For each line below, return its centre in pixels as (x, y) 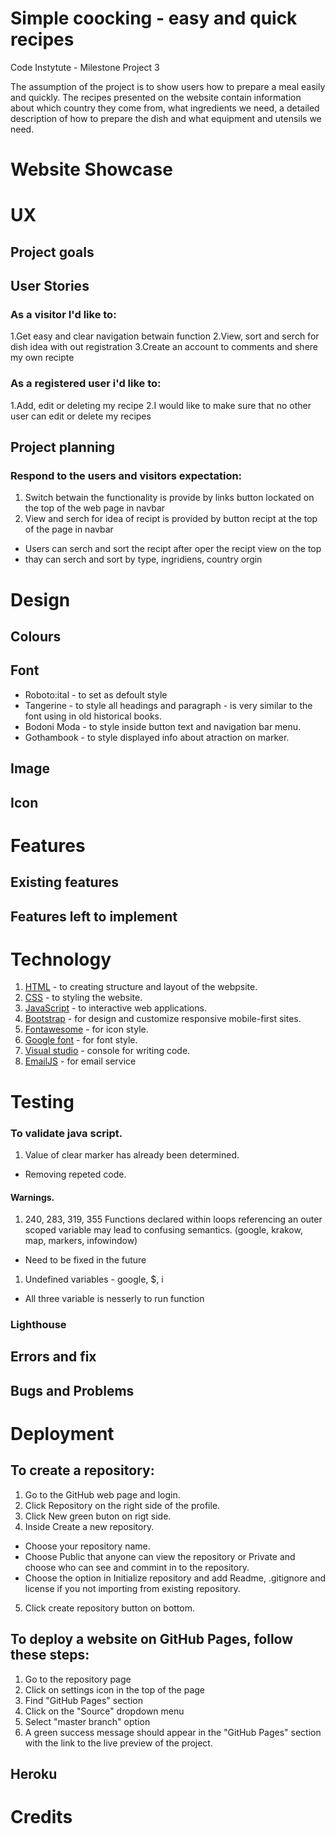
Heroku (34, 1774)
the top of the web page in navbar (95, 508)
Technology (61, 959)
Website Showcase (91, 169)
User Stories (50, 286)
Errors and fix (53, 1357)
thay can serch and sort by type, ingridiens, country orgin (143, 559)
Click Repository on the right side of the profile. (122, 1505)
